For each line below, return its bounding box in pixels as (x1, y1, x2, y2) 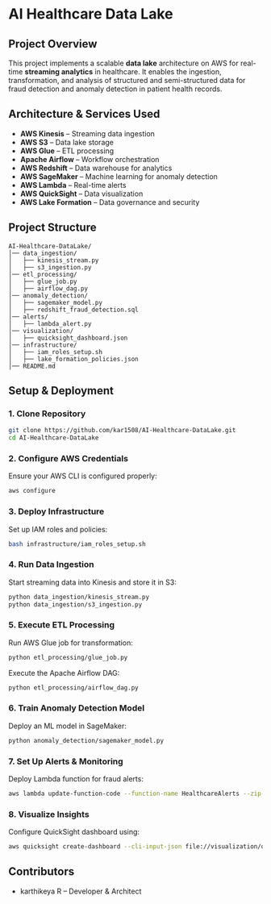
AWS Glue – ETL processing (19, 146, 115, 156)
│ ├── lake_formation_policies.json (8, 355, 139, 363)
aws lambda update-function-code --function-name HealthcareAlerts (8, 789, 240, 798)
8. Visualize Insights (8, 808, 90, 819)
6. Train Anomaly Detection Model (8, 702, 145, 714)
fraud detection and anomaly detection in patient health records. (8, 84, 223, 94)
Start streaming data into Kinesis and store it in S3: (8, 577, 177, 587)
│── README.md (8, 362, 56, 370)
